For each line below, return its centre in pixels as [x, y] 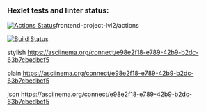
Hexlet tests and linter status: [58, 10]
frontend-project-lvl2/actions [97, 26]
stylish [17, 53]
